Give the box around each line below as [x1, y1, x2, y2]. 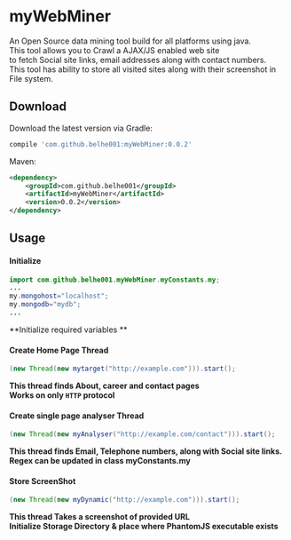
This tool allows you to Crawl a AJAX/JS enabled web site [9, 44, 220, 55]
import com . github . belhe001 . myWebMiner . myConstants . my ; [9, 275, 220, 284]
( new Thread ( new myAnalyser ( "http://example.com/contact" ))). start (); [9, 430, 276, 439]
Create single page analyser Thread [9, 410, 145, 421]
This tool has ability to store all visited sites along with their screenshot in [9, 64, 277, 75]
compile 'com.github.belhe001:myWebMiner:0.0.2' [9, 139, 193, 148]
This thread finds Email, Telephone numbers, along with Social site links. [9, 446, 282, 457]
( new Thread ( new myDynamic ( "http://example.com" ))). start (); [9, 496, 240, 504]
